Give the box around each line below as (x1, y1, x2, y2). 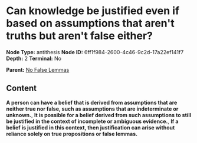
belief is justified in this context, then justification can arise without (6, 124, 175, 131)
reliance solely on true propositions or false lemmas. (6, 130, 137, 137)
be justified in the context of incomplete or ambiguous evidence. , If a (6, 118, 179, 125)
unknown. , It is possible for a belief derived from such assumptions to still (6, 111, 192, 118)
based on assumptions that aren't (6, 16, 175, 30)
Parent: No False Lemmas (6, 66, 70, 73)
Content (6, 84, 37, 94)
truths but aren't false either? (6, 29, 153, 42)
